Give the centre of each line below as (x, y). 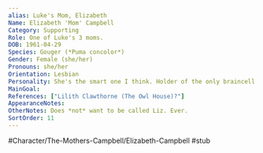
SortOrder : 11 (31, 118)
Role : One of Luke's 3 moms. (56, 37)
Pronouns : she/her (38, 67)
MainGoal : (24, 89)
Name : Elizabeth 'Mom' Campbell (61, 23)
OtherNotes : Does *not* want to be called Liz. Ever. (98, 111)
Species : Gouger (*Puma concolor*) (67, 52)
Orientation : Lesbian (44, 74)
